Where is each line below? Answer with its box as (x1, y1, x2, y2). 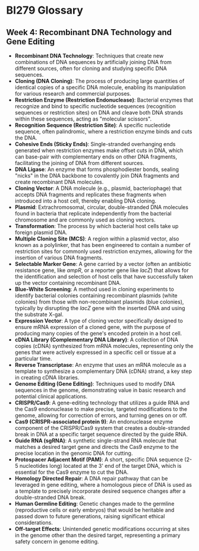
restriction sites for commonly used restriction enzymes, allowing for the (14, 248, 192, 255)
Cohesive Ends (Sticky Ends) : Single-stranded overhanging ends (14, 141, 176, 147)
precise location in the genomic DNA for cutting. (14, 449, 133, 457)
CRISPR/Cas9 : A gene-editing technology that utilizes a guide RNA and (14, 399, 190, 406)
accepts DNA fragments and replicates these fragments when (14, 191, 166, 198)
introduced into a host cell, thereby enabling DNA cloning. (14, 197, 157, 204)
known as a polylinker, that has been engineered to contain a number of (14, 242, 191, 248)
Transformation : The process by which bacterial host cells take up (14, 223, 179, 229)
